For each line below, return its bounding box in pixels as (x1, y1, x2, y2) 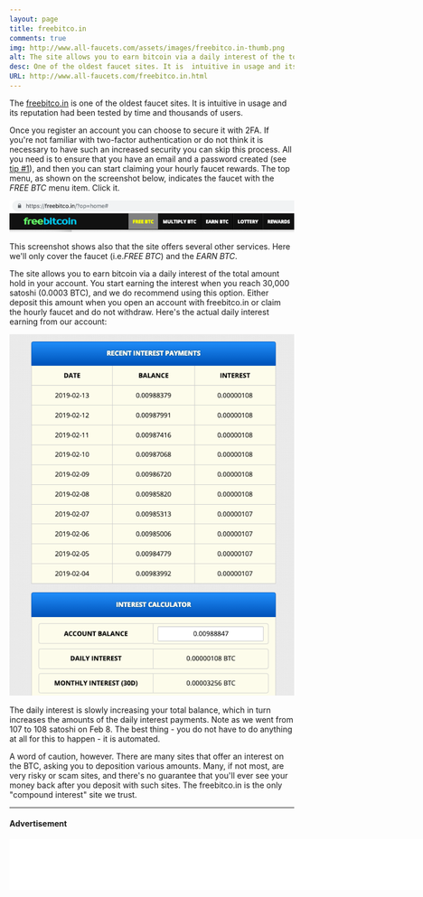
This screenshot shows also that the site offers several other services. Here (9, 241, 291, 252)
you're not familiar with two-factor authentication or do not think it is (9, 134, 264, 145)
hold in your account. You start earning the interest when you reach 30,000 (9, 278, 290, 289)
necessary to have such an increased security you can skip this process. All (9, 144, 292, 154)
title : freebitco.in (9, 23, 88, 33)
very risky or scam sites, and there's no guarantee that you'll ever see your (9, 770, 288, 780)
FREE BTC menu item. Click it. (9, 182, 120, 193)
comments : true (9, 33, 67, 42)
